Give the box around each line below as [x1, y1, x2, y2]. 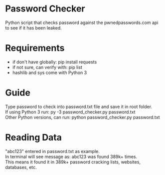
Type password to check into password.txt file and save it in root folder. [5, 103, 153, 109]
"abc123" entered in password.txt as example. [5, 148, 100, 154]
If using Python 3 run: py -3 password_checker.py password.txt [5, 108, 136, 115]
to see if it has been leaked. [5, 24, 62, 30]
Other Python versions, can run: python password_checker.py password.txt [5, 114, 161, 120]
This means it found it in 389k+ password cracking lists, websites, [5, 158, 141, 165]
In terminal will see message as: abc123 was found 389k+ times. [5, 153, 138, 159]
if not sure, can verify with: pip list [12, 64, 82, 70]
